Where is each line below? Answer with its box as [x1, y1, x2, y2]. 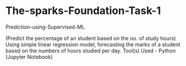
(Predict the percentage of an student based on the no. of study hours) [5, 34, 176, 41]
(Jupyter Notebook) [5, 53, 53, 60]
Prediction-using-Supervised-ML [5, 23, 85, 30]
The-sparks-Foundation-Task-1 [5, 4, 161, 18]
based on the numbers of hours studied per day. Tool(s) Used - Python [5, 47, 176, 54]
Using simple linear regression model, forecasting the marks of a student [5, 41, 181, 48]
